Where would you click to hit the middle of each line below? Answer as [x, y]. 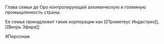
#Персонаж [18, 36]
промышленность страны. [33, 12]
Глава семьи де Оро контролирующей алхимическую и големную [76, 7]
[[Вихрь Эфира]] [22, 27]
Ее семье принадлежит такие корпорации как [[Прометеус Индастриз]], [82, 22]
